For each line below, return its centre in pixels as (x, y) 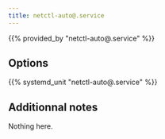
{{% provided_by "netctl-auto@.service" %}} (81, 38)
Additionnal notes (53, 107)
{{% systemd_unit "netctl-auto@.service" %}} (83, 82)
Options (29, 63)
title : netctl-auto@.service (56, 15)
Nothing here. (31, 126)
